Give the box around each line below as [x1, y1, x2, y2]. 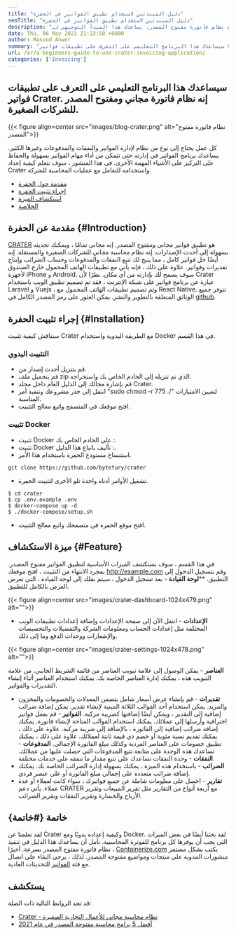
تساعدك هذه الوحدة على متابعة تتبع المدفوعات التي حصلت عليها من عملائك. [18, 746, 215, 755]
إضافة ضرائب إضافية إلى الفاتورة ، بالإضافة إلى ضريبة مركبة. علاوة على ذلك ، [18, 724, 218, 732]
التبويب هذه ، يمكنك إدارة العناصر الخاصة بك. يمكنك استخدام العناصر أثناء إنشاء [8, 674, 212, 682]
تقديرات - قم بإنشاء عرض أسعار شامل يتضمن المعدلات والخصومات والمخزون [18, 695, 221, 703]
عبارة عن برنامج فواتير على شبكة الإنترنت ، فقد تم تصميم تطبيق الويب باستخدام [8, 278, 214, 286]
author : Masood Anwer [8, 36, 71, 43]
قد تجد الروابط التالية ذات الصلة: [8, 899, 92, 908]
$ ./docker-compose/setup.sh [8, 508, 93, 515]
